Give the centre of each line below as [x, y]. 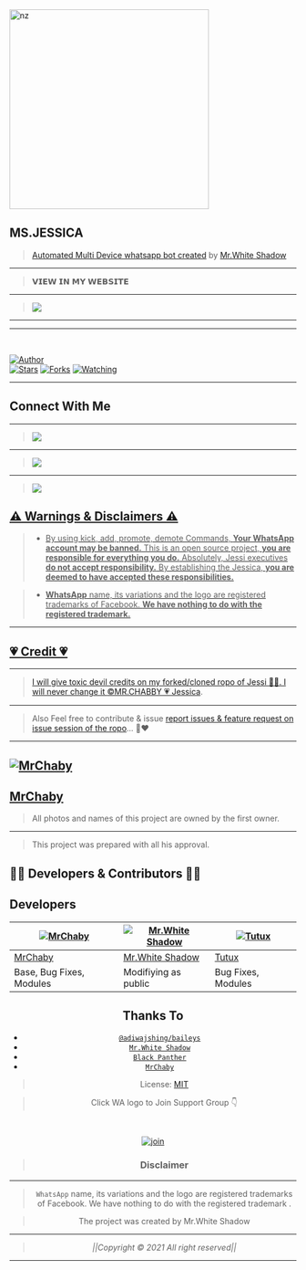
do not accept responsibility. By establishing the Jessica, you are [169, 567]
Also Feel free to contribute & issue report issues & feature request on [163, 719]
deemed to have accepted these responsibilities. [139, 577]
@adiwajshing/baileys [160, 1039]
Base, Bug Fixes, [49, 971]
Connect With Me [60, 407]
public [136, 983]
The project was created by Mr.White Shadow [164, 1221]
